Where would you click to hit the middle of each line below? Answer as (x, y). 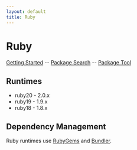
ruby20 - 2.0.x (32, 96)
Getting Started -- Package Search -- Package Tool (69, 63)
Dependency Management (56, 127)
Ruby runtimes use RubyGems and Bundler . (59, 141)
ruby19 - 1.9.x (31, 102)
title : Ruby (21, 17)
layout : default (26, 12)
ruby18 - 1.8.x (31, 108)
